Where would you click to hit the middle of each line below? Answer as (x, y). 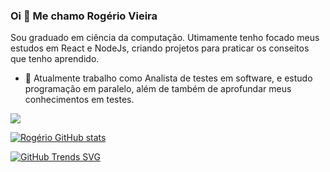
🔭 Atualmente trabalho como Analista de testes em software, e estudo (168, 78)
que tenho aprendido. (55, 59)
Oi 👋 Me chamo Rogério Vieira (84, 16)
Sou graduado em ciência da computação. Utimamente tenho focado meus (165, 38)
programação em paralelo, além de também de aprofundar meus (158, 89)
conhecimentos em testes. (79, 100)
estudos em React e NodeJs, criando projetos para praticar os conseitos (160, 48)
